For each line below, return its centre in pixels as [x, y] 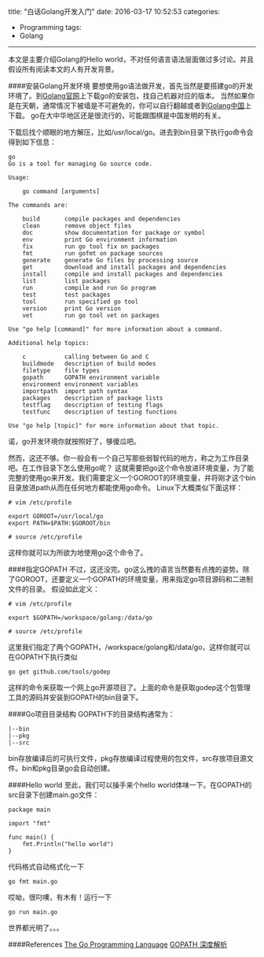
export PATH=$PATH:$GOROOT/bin [59, 523]
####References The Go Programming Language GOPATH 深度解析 [118, 944]
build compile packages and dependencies [101, 219]
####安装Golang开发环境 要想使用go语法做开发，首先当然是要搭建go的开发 [131, 86]
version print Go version [72, 309]
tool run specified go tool [81, 302]
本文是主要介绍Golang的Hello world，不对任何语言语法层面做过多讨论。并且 [131, 59]
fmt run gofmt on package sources [93, 254]
